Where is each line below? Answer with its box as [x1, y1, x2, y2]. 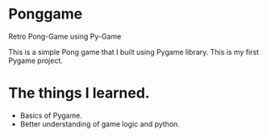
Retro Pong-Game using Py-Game [8, 31, 122, 41]
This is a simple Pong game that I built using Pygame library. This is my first [8, 47, 260, 56]
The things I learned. [8, 84, 151, 102]
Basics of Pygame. [19, 110, 82, 120]
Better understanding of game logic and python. [19, 118, 180, 129]
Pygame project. [8, 56, 63, 65]
